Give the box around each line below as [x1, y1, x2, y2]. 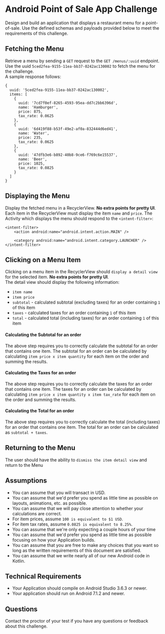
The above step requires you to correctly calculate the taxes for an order [5, 381, 153, 387]
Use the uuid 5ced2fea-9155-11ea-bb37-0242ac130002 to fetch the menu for [5, 63, 156, 69]
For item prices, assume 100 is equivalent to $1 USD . [12, 516, 123, 522]
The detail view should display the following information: [5, 279, 120, 285]
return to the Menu [5, 462, 43, 468]
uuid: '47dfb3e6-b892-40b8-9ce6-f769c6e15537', [18, 152, 118, 157]
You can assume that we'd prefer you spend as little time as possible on [12, 495, 159, 500]
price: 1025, [18, 161, 45, 166]
